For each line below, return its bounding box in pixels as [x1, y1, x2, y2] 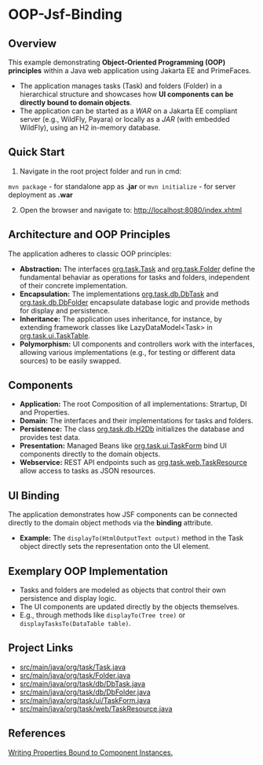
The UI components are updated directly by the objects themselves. [19, 602, 239, 612]
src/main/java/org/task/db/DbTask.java [19, 679, 146, 688]
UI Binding [8, 489, 60, 502]
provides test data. [19, 433, 81, 442]
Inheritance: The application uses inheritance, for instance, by [19, 314, 222, 324]
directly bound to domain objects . [19, 98, 132, 107]
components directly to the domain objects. [19, 449, 161, 459]
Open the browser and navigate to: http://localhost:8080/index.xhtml [19, 205, 242, 214]
